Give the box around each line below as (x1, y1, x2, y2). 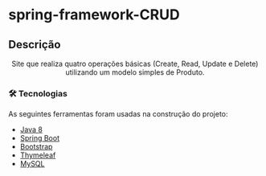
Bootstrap (19, 142, 53, 152)
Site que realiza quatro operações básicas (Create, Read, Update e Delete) (11, 59, 259, 68)
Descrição (8, 38, 61, 51)
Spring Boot (19, 133, 60, 143)
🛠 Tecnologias (8, 88, 68, 99)
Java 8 (19, 125, 43, 134)
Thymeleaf (19, 150, 56, 160)
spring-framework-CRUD (8, 6, 180, 24)
